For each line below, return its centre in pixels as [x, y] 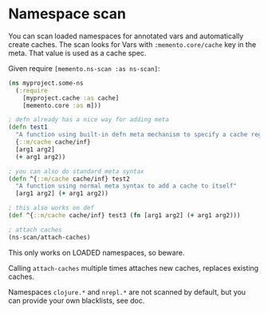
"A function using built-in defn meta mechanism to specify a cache [132, 135]
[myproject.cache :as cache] [71, 98]
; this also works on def [51, 208]
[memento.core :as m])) [62, 105]
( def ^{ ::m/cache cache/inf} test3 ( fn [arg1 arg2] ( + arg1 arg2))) [124, 216]
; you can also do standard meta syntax [77, 171]
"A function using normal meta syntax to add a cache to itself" [126, 186]
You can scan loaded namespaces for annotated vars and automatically [126, 36]
